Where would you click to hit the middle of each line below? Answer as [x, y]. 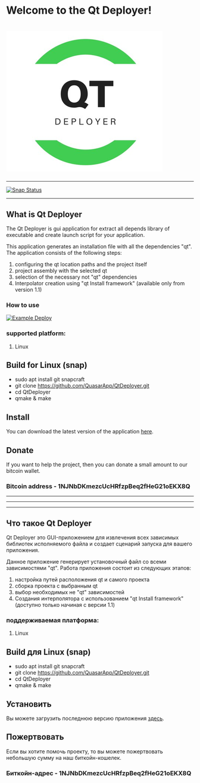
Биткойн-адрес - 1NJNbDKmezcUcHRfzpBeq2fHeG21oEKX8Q [99, 773]
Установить [29, 704]
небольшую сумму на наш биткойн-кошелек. [64, 757]
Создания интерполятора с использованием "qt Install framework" [99, 598]
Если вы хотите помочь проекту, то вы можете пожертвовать [85, 751]
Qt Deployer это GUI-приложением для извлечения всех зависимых [93, 538]
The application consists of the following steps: [64, 252]
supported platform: [36, 333]
